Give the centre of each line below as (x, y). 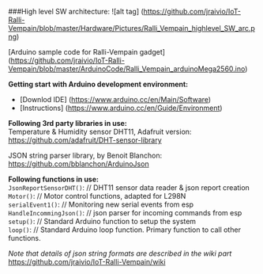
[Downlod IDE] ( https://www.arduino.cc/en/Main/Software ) (115, 99)
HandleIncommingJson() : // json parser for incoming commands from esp (125, 213)
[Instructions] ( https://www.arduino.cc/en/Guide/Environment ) (121, 108)
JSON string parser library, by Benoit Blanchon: (85, 155)
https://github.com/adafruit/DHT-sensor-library (85, 140)
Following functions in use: (53, 179)
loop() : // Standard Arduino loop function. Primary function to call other (124, 230)
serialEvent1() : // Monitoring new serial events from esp (101, 204)
